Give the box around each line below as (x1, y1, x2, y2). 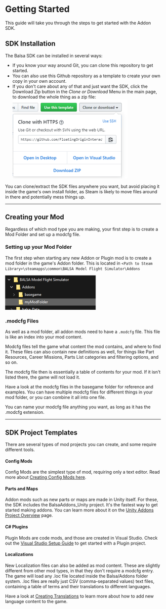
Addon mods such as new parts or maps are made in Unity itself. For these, (5, 497, 159, 502)
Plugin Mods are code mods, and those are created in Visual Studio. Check (5, 535, 158, 541)
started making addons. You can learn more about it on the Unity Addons (5, 507, 154, 513)
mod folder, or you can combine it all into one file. (5, 394, 106, 400)
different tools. (5, 446, 35, 452)
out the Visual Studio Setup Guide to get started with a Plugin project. (5, 540, 147, 546)
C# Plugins (5, 524, 28, 530)
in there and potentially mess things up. (5, 194, 85, 200)
